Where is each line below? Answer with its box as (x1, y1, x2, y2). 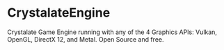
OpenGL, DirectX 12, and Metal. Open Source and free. (7, 35, 164, 43)
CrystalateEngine (7, 5, 111, 21)
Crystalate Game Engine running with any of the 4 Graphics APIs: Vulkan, (7, 28, 218, 36)
